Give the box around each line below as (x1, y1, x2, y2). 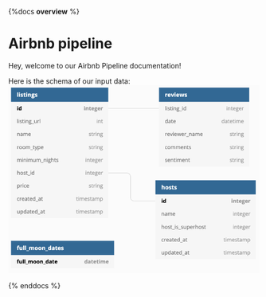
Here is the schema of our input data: (8, 76, 131, 86)
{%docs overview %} (8, 7, 80, 16)
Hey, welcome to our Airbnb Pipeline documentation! (8, 61, 182, 70)
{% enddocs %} (8, 280, 61, 290)
